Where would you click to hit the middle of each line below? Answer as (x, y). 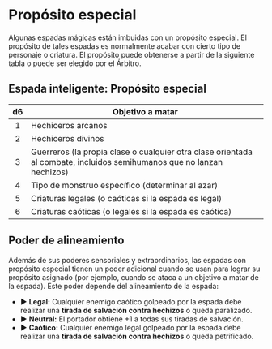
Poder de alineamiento (66, 241)
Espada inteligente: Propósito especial (107, 89)
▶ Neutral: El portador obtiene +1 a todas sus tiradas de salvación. (132, 319)
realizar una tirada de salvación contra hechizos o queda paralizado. (136, 310)
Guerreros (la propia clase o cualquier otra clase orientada (142, 152)
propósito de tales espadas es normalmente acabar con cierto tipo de (125, 45)
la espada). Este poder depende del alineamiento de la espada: (113, 286)
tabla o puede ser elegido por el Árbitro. (75, 63)
